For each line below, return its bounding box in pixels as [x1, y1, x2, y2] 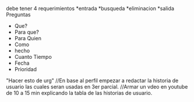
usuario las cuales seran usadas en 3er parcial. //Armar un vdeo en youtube [6, 83, 188, 90]
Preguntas [6, 11, 31, 18]
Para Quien [14, 35, 42, 41]
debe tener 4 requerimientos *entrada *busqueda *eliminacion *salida [6, 5, 175, 12]
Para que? [14, 29, 39, 36]
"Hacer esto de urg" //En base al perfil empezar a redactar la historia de [6, 77, 179, 84]
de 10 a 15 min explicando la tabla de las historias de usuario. [6, 90, 153, 96]
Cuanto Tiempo [14, 54, 52, 60]
